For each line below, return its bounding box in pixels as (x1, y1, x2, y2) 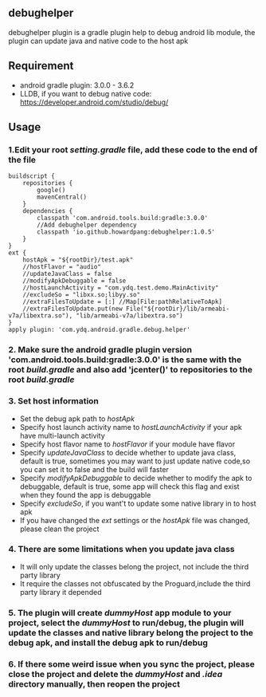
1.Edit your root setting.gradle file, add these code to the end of (8, 144, 258, 155)
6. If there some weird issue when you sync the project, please (8, 658, 255, 669)
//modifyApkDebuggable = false (22, 277, 127, 285)
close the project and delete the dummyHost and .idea (8, 668, 223, 679)
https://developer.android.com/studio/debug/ (19, 97, 169, 107)
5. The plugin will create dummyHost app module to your (8, 607, 232, 618)
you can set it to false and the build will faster (19, 464, 170, 474)
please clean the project (19, 524, 100, 534)
